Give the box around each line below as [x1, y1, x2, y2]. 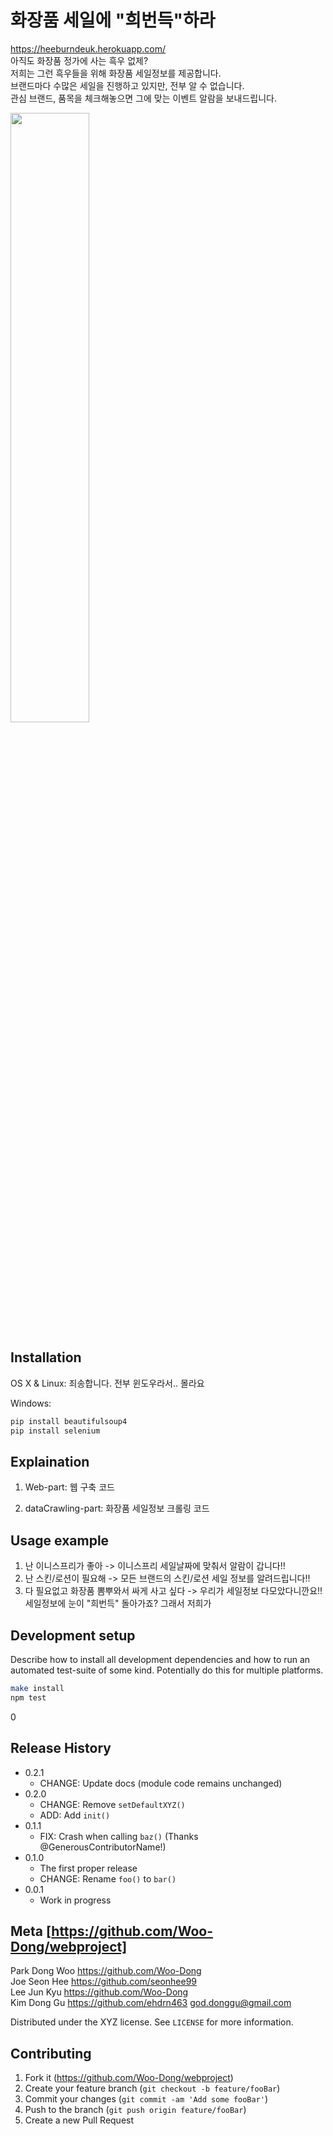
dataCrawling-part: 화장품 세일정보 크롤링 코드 [24, 1502, 210, 1515]
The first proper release [39, 1862, 138, 1874]
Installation [10, 1349, 82, 1366]
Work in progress [39, 1894, 112, 1906]
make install [10, 1683, 65, 1693]
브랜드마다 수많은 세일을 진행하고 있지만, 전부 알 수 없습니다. [10, 79, 245, 91]
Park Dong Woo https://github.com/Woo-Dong [10, 1965, 202, 1977]
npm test [10, 1692, 47, 1703]
